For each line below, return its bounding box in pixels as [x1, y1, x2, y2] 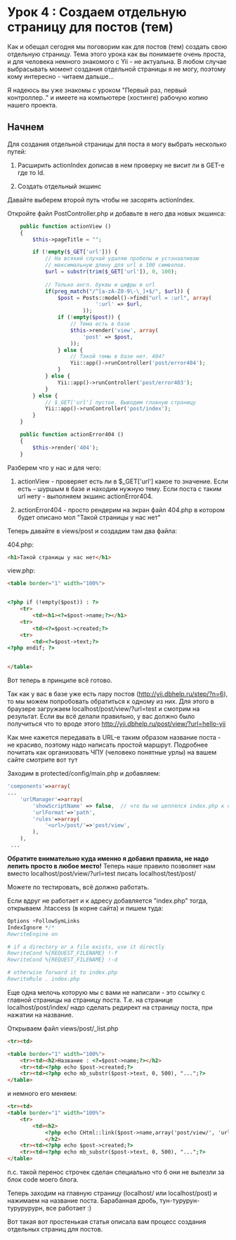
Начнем [7, 121, 44, 133]
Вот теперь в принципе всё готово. [7, 676, 112, 685]
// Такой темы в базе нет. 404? [70, 353, 165, 360]
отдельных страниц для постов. [7, 1225, 103, 1233]
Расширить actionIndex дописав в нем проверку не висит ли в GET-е [17, 161, 225, 169]
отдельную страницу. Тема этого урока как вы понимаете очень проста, [7, 50, 226, 58]
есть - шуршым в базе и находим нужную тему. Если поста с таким [17, 484, 222, 492]
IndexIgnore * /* [7, 924, 55, 931]
